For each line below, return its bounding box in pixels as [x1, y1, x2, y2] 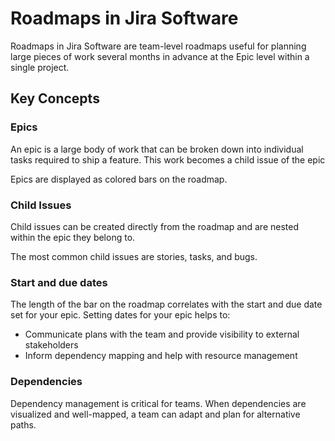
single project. [10, 61, 70, 73]
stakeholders [24, 339, 79, 351]
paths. [10, 418, 37, 431]
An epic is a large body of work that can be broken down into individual [10, 143, 304, 155]
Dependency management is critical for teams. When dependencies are [10, 397, 307, 409]
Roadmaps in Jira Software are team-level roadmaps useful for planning [10, 40, 307, 52]
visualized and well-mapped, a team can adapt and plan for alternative [10, 408, 301, 420]
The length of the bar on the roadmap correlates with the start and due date [10, 298, 323, 311]
